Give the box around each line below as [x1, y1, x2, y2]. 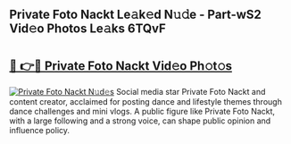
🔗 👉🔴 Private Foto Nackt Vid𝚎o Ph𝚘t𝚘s [9, 58, 232, 73]
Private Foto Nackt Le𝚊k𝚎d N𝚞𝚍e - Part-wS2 [9, 7, 262, 22]
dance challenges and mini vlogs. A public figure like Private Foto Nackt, [9, 106, 275, 116]
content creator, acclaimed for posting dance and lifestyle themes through [9, 97, 283, 106]
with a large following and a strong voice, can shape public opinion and [9, 115, 271, 126]
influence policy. [9, 125, 70, 135]
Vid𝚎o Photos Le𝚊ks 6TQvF [9, 21, 167, 37]
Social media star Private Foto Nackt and [115, 87, 266, 97]
